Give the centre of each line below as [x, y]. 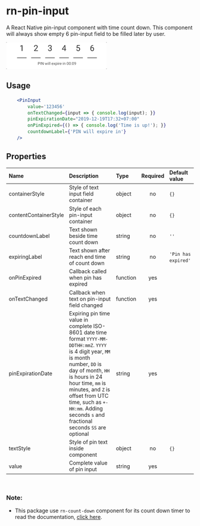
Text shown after [89, 250]
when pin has [85, 278]
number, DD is [85, 364]
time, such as [85, 402]
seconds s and [87, 414]
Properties [26, 157]
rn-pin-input [38, 11]
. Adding [93, 408]
